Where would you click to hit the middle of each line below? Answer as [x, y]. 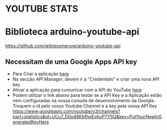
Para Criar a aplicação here [41, 74]
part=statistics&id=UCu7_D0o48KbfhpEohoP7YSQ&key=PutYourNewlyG [87, 116]
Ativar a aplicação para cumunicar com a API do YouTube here [77, 90]
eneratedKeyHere [31, 122]
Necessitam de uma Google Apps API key [71, 62]
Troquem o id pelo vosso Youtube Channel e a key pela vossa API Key [85, 106]
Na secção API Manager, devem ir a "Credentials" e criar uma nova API [86, 79]
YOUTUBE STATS [42, 9]
